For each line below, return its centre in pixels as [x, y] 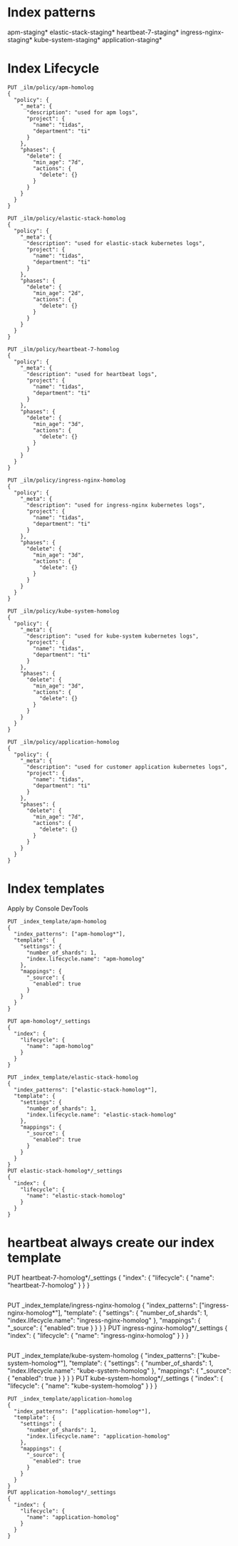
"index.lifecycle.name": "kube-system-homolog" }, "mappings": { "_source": [119, 1370]
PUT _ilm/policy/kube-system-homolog [63, 611]
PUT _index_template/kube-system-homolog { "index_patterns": [102, 1355]
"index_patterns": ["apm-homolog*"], [70, 934]
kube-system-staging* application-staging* [98, 39]
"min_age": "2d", [58, 293]
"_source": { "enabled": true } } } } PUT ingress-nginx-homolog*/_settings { [118, 1328]
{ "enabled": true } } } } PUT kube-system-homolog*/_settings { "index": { [115, 1378]
